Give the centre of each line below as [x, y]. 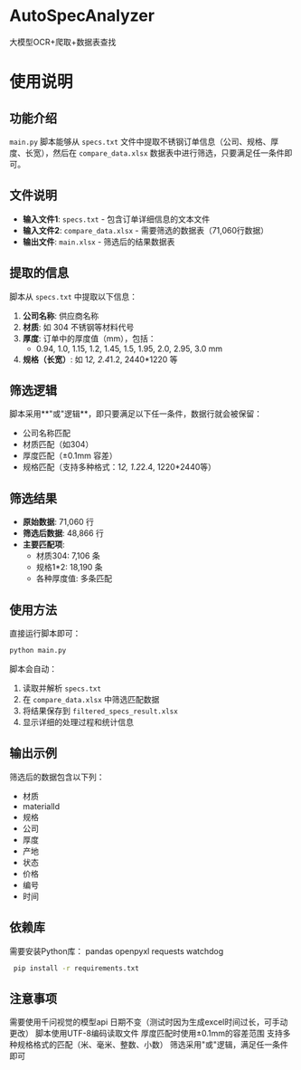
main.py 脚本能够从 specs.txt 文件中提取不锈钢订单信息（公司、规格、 [140, 141]
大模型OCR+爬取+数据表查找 [63, 42]
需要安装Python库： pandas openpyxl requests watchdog [117, 951]
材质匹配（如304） [58, 444]
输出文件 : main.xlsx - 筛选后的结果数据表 [99, 242]
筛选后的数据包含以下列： [57, 777]
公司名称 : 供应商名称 [61, 315]
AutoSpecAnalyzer [82, 16]
